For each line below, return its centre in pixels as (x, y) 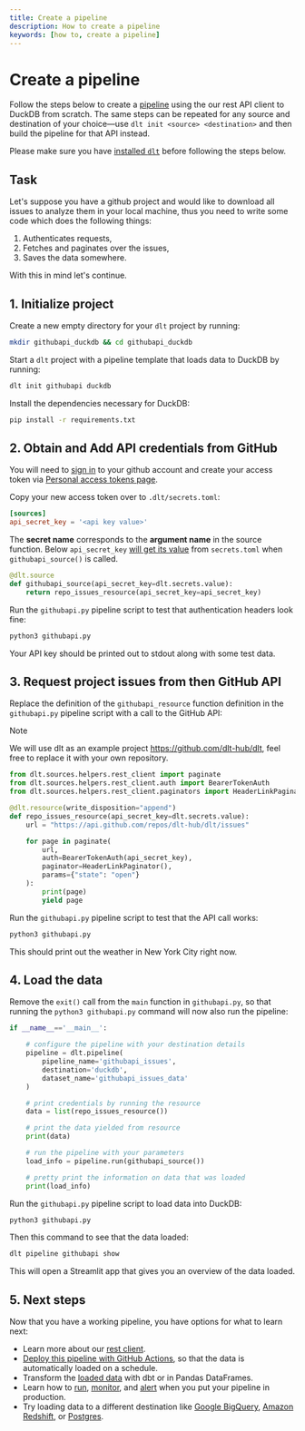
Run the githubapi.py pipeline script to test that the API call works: (134, 917)
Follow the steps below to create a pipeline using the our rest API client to (147, 104)
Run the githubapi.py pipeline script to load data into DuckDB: (126, 1203)
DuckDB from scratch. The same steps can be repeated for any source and (150, 114)
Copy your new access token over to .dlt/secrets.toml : (115, 497)
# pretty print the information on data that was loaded (136, 1177)
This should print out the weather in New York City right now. (123, 951)
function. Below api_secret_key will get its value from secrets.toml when (146, 549)
